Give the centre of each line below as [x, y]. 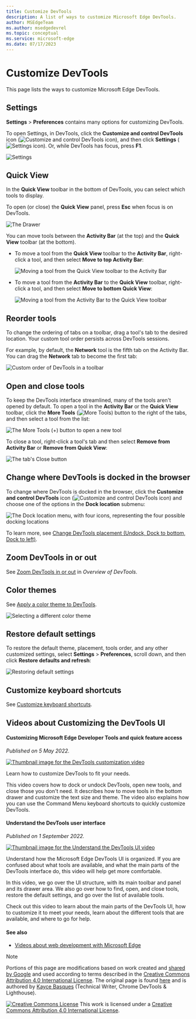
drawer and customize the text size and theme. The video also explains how [97, 797]
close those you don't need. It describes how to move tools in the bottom [94, 791]
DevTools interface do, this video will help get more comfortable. [84, 871]
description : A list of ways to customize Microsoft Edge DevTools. [91, 17]
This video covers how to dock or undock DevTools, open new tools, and [94, 785]
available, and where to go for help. [49, 919]
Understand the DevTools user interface [56, 823]
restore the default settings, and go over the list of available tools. [85, 895]
